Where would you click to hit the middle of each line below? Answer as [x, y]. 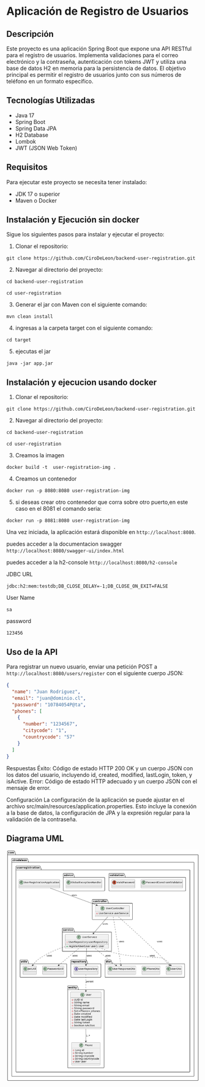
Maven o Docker [36, 200]
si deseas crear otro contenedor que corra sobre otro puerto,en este [102, 502]
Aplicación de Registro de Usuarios [98, 11]
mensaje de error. [28, 787]
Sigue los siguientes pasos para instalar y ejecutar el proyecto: [85, 234]
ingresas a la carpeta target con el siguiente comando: [84, 328]
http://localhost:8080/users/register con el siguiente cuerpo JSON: [95, 673]
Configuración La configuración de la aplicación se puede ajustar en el [95, 800]
